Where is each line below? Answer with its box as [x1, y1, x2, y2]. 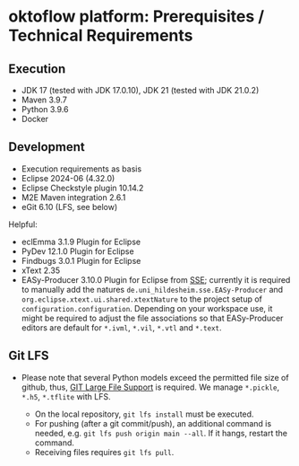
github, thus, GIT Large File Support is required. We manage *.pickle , [21, 382, 279, 392]
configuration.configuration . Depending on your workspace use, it [21, 303, 273, 313]
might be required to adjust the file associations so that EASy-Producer [21, 312, 284, 323]
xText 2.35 [21, 265, 60, 276]
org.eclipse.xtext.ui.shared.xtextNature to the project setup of [21, 294, 263, 304]
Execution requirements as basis [21, 163, 142, 174]
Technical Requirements [8, 25, 193, 46]
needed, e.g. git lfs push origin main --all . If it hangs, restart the [34, 427, 288, 438]
